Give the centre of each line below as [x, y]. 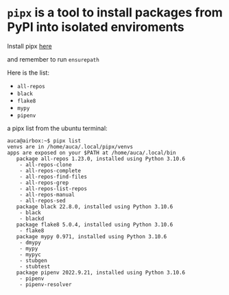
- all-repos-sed [43, 201]
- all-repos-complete [50, 170]
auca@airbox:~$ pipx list [44, 141]
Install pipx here [30, 46]
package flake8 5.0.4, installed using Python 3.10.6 [95, 225]
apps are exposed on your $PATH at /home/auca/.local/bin [92, 153]
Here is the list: [28, 73]
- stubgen [34, 260]
